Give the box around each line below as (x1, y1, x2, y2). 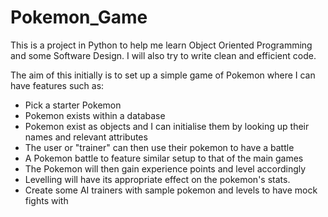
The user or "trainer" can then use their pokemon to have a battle (24, 141, 295, 153)
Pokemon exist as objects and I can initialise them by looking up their (24, 120, 310, 132)
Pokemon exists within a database (24, 109, 166, 121)
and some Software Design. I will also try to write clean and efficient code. (10, 49, 317, 61)
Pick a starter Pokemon (24, 99, 122, 111)
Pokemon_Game (10, 6, 148, 29)
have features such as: (10, 79, 105, 91)
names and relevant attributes (24, 131, 148, 143)
